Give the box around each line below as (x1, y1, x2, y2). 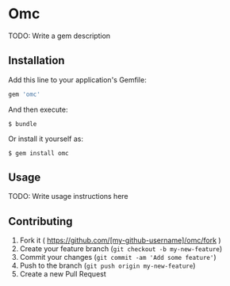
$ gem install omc (8, 149, 69, 157)
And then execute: (8, 105, 68, 114)
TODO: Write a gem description (8, 31, 111, 40)
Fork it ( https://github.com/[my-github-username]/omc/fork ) (19, 235, 221, 246)
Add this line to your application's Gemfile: (8, 74, 147, 84)
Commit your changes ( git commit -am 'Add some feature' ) (19, 253, 217, 262)
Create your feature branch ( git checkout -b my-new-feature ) (19, 244, 223, 254)
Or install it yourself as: (8, 134, 83, 143)
